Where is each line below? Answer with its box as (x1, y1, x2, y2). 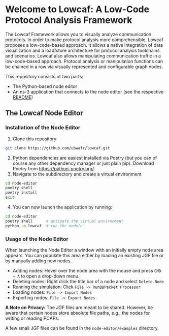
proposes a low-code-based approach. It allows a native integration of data (5, 42, 163, 48)
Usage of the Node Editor (5, 235, 69, 242)
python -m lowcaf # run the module (5, 223, 83, 228)
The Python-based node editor (12, 83, 78, 89)
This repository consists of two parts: (5, 73, 84, 79)
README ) (12, 94, 33, 100)
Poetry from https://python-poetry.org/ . (12, 165, 95, 171)
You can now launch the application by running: (12, 204, 113, 210)
